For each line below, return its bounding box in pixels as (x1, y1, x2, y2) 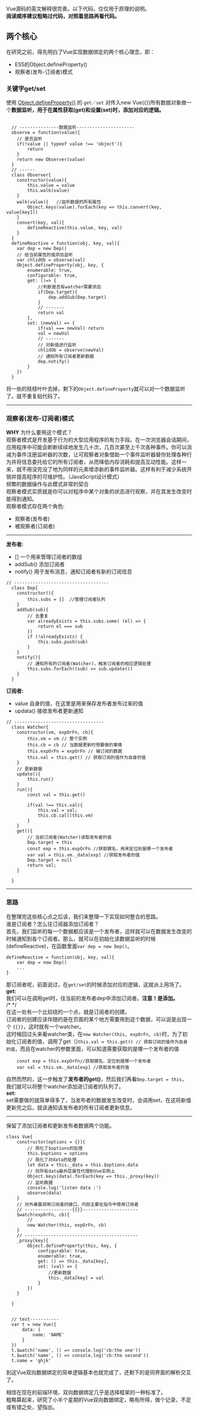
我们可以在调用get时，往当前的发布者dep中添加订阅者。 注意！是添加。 (6, 995, 179, 1002)
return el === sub (37, 623, 83, 629)
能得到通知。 (6, 495, 37, 502)
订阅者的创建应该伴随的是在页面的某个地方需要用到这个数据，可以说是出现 (6, 1015, 187, 1022)
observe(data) (27, 1190, 62, 1196)
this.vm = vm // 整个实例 (27, 736, 87, 742)
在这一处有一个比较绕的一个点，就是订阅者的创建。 (6, 1008, 130, 1015)
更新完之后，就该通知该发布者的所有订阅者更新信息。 (6, 1104, 136, 1111)
